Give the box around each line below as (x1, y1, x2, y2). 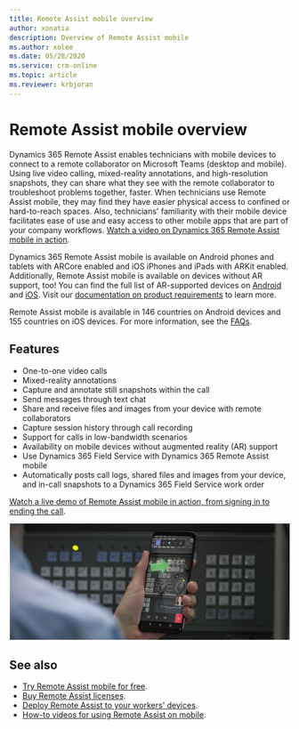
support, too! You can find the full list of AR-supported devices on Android (9, 279, 282, 290)
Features (9, 342, 60, 357)
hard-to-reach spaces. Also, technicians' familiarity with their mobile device (9, 206, 287, 216)
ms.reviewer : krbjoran (9, 80, 93, 89)
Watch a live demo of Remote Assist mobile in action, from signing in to (9, 496, 270, 506)
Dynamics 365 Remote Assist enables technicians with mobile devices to (9, 149, 277, 159)
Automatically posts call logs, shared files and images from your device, (21, 469, 287, 480)
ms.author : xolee (9, 43, 74, 52)
